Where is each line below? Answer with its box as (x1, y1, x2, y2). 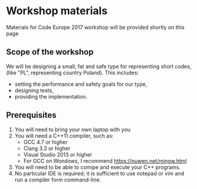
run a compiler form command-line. (14, 176, 101, 183)
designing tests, (14, 87, 54, 94)
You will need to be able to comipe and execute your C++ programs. (14, 164, 181, 171)
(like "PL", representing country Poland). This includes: (6, 69, 139, 76)
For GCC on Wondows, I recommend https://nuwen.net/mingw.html (23, 157, 187, 164)
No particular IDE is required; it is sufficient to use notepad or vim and (14, 170, 185, 177)
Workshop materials (6, 4, 108, 18)
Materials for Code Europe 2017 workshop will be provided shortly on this (6, 24, 185, 31)
